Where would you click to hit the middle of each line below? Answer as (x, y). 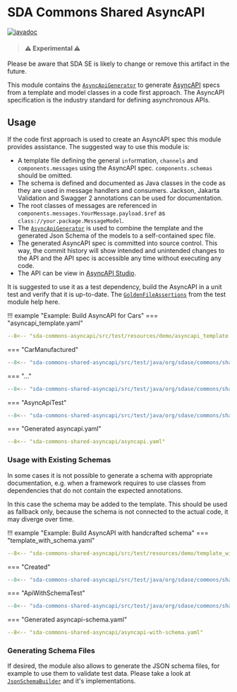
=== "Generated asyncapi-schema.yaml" (67, 620)
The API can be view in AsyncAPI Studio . (77, 273)
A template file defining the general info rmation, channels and (108, 160)
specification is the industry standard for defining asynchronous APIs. (109, 100)
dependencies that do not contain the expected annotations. (95, 490)
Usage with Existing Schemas (59, 460)
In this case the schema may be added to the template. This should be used (117, 504)
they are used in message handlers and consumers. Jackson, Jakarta (119, 190)
